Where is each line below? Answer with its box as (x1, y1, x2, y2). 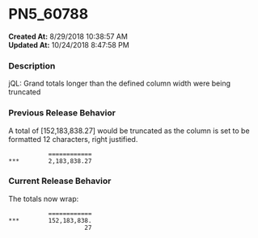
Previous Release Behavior (8, 107, 116, 119)
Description (8, 60, 56, 71)
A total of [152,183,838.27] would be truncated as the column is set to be (8, 126, 250, 136)
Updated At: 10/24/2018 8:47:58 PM (8, 40, 129, 49)
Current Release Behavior (8, 175, 112, 186)
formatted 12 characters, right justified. (8, 134, 138, 144)
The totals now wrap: (8, 194, 79, 203)
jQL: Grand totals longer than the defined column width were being (8, 78, 231, 89)
